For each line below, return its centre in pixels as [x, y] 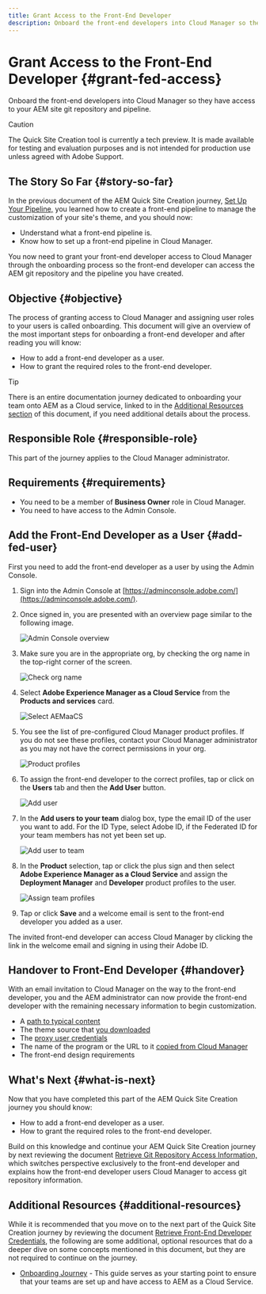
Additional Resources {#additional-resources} [125, 1205]
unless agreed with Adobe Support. [66, 157]
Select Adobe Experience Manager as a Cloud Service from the [125, 692]
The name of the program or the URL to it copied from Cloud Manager [133, 1047]
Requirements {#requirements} [87, 483]
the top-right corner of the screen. [76, 661]
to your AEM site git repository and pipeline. [80, 109]
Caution [21, 124]
